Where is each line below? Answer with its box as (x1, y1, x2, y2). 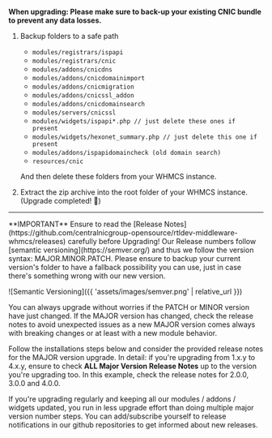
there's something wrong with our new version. (8, 271, 166, 281)
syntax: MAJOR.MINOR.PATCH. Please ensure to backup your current (8, 254, 241, 263)
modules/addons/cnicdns (32, 66, 113, 74)
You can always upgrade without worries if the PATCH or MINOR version (8, 303, 250, 311)
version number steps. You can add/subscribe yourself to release (8, 411, 227, 421)
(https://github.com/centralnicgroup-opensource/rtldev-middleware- (8, 228, 238, 238)
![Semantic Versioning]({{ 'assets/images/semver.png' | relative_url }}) (8, 287, 243, 296)
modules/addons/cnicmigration (32, 83, 135, 91)
